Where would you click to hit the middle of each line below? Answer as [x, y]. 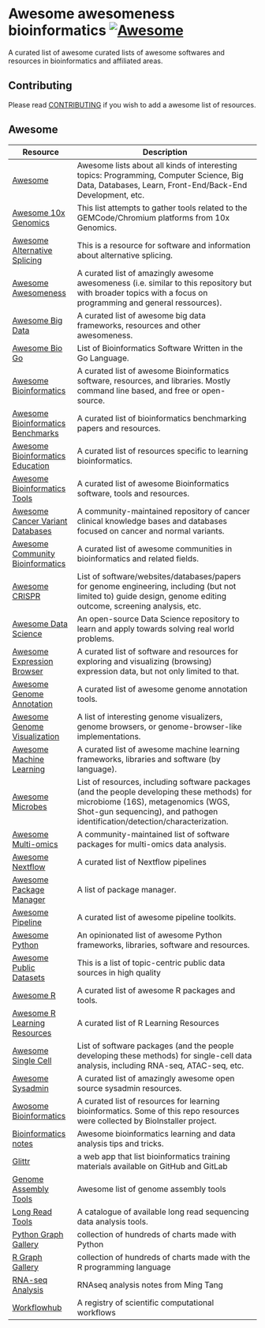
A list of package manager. [127, 889]
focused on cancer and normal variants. [151, 530]
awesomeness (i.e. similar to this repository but [164, 283]
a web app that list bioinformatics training [153, 1156]
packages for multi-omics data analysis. [152, 844]
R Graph [27, 1257]
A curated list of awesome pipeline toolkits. [157, 917]
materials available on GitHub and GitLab [152, 1166]
